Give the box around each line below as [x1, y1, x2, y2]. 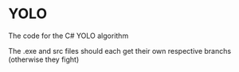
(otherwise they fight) [8, 55, 80, 64]
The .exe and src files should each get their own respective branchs [8, 46, 232, 55]
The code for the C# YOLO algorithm [8, 31, 129, 40]
